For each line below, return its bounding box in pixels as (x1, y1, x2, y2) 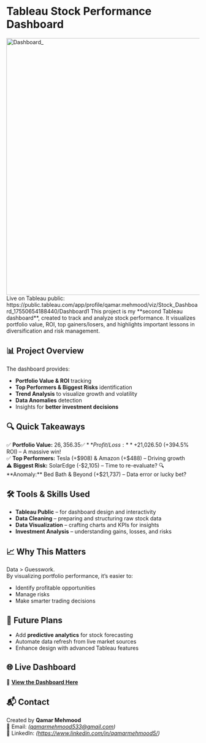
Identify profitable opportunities (15, 584, 96, 591)
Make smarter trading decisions (15, 597, 96, 605)
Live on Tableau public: (6, 295, 66, 302)
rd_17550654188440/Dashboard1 (6, 307, 90, 315)
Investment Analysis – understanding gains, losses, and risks (15, 528, 172, 535)
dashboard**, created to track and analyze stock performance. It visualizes (6, 314, 196, 321)
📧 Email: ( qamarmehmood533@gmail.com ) (6, 723, 116, 730)
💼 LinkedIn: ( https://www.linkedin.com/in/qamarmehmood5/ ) (6, 729, 161, 737)
